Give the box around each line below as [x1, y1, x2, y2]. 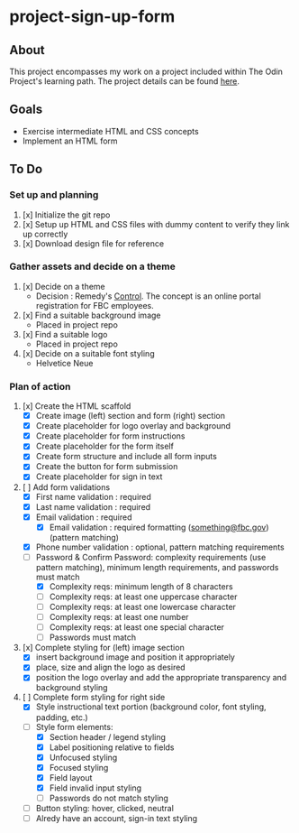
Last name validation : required [35, 501, 151, 512]
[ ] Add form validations [22, 481, 111, 493]
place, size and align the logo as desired [35, 662, 186, 673]
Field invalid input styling [49, 782, 142, 793]
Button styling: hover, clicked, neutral [35, 803, 174, 814]
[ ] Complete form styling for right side [22, 692, 166, 703]
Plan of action [9, 380, 71, 393]
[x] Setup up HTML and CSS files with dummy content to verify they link [22, 218, 290, 229]
